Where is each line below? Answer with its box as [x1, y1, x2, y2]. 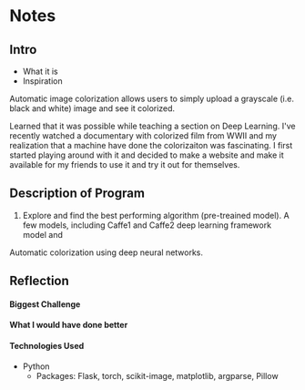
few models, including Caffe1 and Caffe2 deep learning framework [22, 220, 271, 231]
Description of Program [9, 186, 146, 201]
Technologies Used [9, 340, 85, 351]
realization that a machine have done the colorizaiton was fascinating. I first [9, 140, 293, 150]
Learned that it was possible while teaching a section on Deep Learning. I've [9, 120, 296, 131]
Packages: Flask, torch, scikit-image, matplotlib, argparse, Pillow [36, 370, 280, 381]
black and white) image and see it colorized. [9, 103, 176, 114]
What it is [22, 66, 58, 77]
